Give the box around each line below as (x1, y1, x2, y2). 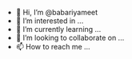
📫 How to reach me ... (15, 42, 90, 51)
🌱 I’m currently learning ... (15, 25, 102, 33)
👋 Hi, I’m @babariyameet (15, 8, 98, 17)
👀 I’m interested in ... (15, 16, 84, 26)
